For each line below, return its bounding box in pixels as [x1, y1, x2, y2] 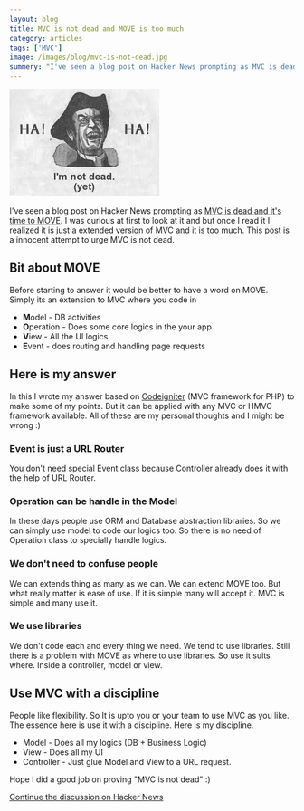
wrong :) [9, 419, 41, 430]
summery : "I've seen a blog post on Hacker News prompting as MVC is [9, 62, 278, 72]
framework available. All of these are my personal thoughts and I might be [9, 410, 285, 421]
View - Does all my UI [22, 747, 104, 758]
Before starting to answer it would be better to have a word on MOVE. [9, 284, 269, 295]
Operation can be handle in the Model [9, 494, 178, 507]
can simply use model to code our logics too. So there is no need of [9, 525, 262, 536]
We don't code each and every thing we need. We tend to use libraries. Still [9, 640, 290, 651]
